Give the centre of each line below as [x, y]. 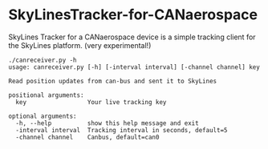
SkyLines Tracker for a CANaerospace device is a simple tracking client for [132, 37]
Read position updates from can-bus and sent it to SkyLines [113, 81]
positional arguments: [46, 95]
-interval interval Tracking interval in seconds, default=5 [122, 130]
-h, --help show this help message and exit [107, 123]
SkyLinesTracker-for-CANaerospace [133, 15]
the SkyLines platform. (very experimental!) [80, 45]
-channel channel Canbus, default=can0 [87, 137]
